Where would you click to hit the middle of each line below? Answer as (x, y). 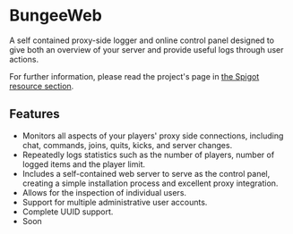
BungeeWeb (56, 16)
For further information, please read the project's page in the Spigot (134, 76)
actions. (24, 59)
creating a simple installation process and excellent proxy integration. (150, 183)
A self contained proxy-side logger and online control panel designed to (142, 40)
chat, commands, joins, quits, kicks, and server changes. (127, 145)
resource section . (42, 86)
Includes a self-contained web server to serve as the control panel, (146, 173)
